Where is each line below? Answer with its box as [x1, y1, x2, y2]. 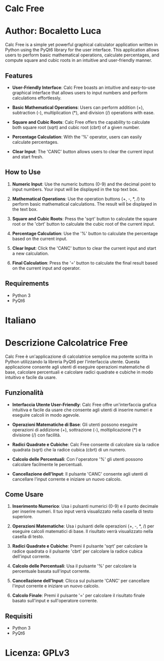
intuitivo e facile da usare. [5, 374, 57, 380]
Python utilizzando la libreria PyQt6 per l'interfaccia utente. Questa [5, 359, 140, 365]
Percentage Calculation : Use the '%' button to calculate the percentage [12, 230, 158, 236]
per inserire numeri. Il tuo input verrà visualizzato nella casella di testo [12, 508, 153, 514]
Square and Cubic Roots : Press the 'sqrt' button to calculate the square [12, 215, 158, 221]
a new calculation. [12, 250, 49, 256]
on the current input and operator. [12, 265, 81, 271]
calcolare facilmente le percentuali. [12, 461, 83, 467]
